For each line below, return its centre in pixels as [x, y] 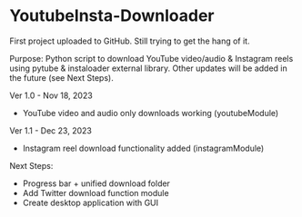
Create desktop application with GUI [91, 202]
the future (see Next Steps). [61, 77]
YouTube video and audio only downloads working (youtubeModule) [151, 113]
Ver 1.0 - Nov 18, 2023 [51, 95]
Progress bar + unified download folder [96, 183]
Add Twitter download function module [96, 192]
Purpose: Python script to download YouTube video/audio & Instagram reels [151, 58]
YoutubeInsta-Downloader [112, 16]
